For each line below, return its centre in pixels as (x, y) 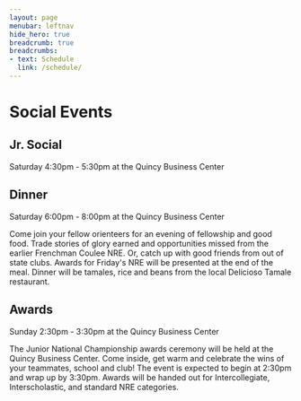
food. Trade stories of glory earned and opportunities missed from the (139, 243)
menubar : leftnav (42, 26)
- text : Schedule (42, 59)
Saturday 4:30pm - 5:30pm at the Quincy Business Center (117, 166)
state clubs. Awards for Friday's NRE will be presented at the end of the (142, 262)
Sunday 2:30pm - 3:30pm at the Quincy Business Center (115, 331)
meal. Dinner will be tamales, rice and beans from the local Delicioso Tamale (150, 272)
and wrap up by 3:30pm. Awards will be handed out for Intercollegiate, (140, 377)
